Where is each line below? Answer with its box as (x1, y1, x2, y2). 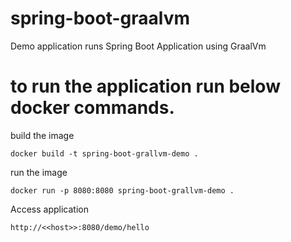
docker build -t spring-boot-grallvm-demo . (10, 148, 199, 159)
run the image (10, 166, 68, 178)
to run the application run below (10, 75, 281, 98)
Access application (10, 203, 89, 215)
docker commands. (10, 97, 175, 119)
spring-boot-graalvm (10, 7, 190, 30)
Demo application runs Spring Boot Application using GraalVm (10, 40, 267, 52)
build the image (10, 129, 75, 141)
